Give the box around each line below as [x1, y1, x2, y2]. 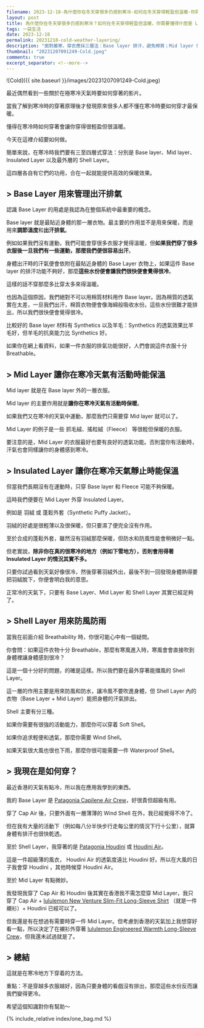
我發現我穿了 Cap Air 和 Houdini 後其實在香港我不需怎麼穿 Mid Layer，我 [6, 889, 188, 896]
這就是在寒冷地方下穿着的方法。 [6, 970, 86, 977]
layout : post [6, 15, 39, 21]
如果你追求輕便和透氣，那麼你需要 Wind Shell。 [6, 733, 126, 741]
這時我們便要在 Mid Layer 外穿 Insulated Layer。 [6, 496, 127, 503]
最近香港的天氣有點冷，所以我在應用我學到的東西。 [6, 783, 134, 790]
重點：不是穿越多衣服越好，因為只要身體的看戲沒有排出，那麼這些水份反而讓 [6, 982, 198, 990]
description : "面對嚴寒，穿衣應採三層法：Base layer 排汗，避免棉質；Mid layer [6, 43, 194, 49]
